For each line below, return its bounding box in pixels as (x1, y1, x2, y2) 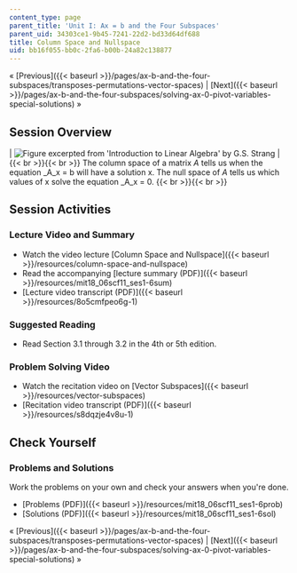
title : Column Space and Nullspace (9, 37, 141, 47)
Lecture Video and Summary (9, 228, 136, 241)
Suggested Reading (9, 318, 96, 330)
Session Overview (9, 124, 113, 139)
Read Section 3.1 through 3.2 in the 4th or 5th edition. (21, 338, 217, 349)
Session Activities (9, 202, 112, 218)
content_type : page (9, 12, 82, 22)
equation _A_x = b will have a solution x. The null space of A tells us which (9, 166, 280, 178)
